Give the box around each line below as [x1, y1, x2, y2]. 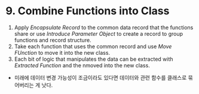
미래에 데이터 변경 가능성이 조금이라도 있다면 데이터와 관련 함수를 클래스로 [14, 74, 187, 81]
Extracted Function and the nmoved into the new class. [14, 61, 150, 69]
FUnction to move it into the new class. [14, 49, 111, 56]
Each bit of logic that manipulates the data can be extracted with [14, 55, 174, 62]
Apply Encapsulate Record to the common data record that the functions [14, 24, 194, 31]
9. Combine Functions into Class [5, 4, 170, 18]
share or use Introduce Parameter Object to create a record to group [14, 30, 183, 37]
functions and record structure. [14, 36, 91, 43]
